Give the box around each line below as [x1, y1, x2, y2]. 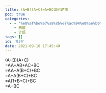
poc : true [5, 12, 26, 17]
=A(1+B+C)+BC [5, 78, 36, 84]
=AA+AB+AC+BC [5, 62, 40, 68]
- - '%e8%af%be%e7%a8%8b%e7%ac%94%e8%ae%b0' [9, 21, 102, 26]
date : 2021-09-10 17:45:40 [5, 44, 60, 48]
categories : [5, 16, 29, 21]
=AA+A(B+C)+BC [5, 67, 40, 73]
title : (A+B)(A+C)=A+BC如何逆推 [5, 7, 69, 12]
